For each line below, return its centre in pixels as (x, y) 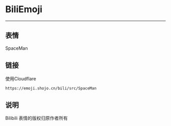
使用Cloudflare (21, 78)
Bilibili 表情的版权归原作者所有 (37, 118)
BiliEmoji (24, 9)
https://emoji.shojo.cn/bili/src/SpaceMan (51, 88)
